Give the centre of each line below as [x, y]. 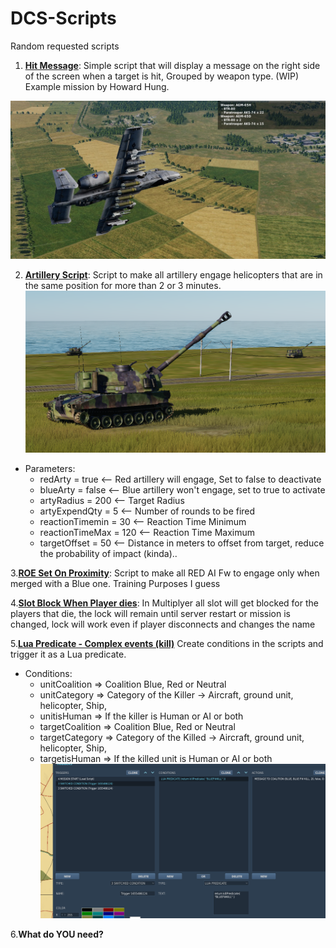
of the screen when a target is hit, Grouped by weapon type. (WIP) [162, 76]
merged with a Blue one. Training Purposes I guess [115, 583]
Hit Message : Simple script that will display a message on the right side [172, 65]
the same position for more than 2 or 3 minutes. [123, 285]
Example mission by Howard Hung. [97, 86]
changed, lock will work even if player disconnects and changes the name [163, 624]
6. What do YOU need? [57, 934]
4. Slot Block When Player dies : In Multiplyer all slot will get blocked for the [164, 603]
